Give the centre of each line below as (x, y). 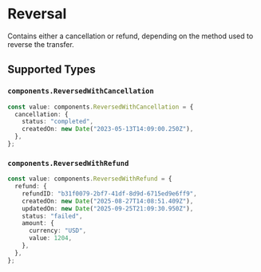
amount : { (38, 223)
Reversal (37, 14)
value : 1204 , (50, 238)
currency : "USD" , (57, 231)
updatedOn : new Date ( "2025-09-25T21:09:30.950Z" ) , (108, 208)
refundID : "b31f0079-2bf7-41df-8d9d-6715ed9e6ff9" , (109, 193)
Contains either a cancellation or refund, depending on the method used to (130, 36)
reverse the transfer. (41, 44)
